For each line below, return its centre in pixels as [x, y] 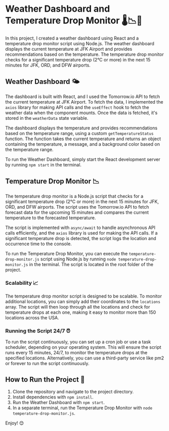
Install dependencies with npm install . [53, 397]
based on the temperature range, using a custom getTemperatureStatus [79, 133]
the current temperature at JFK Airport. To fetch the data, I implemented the [84, 102]
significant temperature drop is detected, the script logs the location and [81, 238]
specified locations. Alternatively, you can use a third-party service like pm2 [85, 358]
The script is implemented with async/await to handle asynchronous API [80, 227]
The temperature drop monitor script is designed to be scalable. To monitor [83, 296]
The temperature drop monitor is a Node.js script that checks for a [74, 196]
